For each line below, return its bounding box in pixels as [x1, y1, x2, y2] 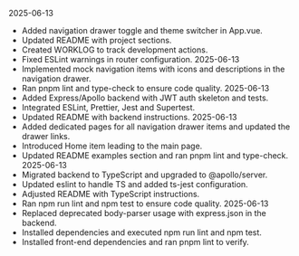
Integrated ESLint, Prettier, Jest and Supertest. [21, 102, 196, 112]
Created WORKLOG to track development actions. [21, 44, 208, 55]
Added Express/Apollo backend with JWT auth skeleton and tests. [21, 92, 269, 103]
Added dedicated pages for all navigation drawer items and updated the [21, 121, 291, 132]
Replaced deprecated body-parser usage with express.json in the [21, 208, 266, 218]
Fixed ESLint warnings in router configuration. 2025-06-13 [21, 54, 240, 64]
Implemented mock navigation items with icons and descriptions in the [21, 63, 285, 74]
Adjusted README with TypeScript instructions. [21, 189, 200, 199]
